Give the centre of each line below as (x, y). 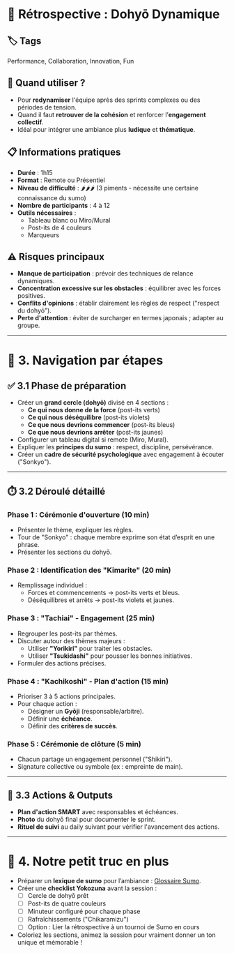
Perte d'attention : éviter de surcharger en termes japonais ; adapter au (120, 318)
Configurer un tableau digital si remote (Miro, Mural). (93, 440)
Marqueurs (44, 235)
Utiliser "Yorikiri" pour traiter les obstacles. (90, 648)
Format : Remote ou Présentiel (61, 180)
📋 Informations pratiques (64, 152)
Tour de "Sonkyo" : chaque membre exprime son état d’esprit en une (116, 537)
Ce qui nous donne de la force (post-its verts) (94, 410)
